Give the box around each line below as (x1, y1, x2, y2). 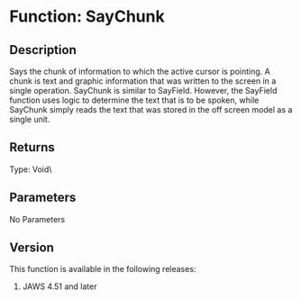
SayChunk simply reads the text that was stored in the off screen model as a (9, 104, 293, 114)
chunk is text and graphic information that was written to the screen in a (9, 76, 277, 86)
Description (9, 42, 77, 58)
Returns (9, 140, 56, 155)
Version (9, 240, 54, 256)
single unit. (9, 114, 50, 124)
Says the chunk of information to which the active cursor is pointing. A (9, 66, 270, 77)
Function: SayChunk (9, 6, 165, 27)
